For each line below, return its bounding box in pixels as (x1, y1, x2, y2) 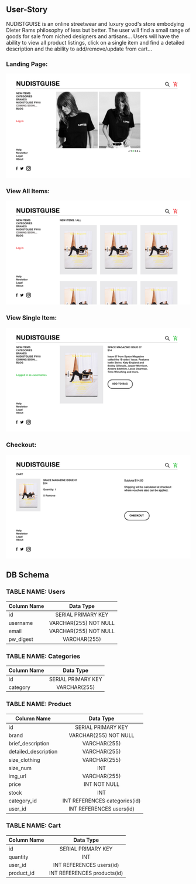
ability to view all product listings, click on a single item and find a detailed (6, 39, 185, 46)
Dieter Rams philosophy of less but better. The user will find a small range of (6, 26, 190, 33)
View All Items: (6, 187, 50, 195)
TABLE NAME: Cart (6, 822, 61, 830)
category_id (8, 797, 37, 804)
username (8, 619, 33, 626)
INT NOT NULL (84, 781, 120, 788)
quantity (8, 853, 29, 860)
